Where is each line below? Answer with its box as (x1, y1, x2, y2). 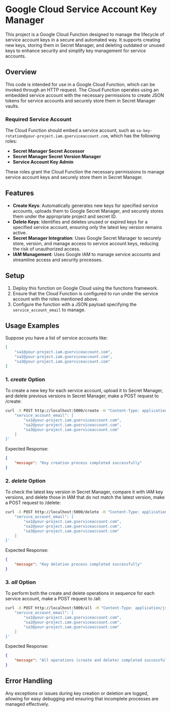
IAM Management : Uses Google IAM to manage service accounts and (12, 251, 160, 257)
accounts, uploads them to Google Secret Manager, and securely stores (12, 208, 164, 214)
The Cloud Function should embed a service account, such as (5, 128, 135, 134)
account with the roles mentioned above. (12, 296, 99, 302)
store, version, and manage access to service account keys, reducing (12, 240, 159, 246)
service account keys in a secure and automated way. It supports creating (5, 37, 160, 43)
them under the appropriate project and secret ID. (12, 213, 117, 219)
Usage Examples (5, 321, 60, 330)
